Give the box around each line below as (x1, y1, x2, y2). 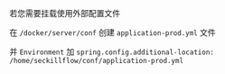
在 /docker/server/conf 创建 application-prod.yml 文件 (9, 27, 216, 38)
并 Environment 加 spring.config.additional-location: (9, 46, 214, 57)
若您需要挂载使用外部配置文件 (9, 8, 120, 18)
